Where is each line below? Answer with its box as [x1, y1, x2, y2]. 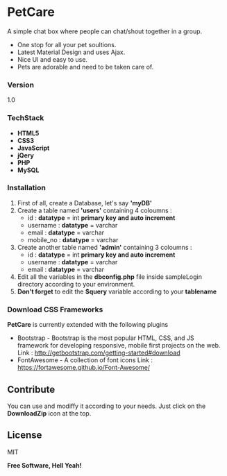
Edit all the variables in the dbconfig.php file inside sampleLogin [17, 272, 203, 281]
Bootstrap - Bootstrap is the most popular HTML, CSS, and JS [17, 334, 194, 342]
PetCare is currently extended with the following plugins [7, 321, 169, 329]
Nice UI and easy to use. [17, 55, 88, 63]
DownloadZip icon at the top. [7, 409, 92, 417]
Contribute [7, 383, 56, 396]
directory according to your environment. [17, 280, 135, 288]
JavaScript [17, 144, 50, 152]
